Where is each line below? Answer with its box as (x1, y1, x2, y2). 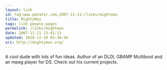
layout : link (5, 7, 33, 12)
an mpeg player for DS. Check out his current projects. (5, 58, 118, 65)
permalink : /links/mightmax (5, 26, 64, 31)
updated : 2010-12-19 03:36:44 (5, 35, 69, 40)
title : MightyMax (5, 16, 42, 21)
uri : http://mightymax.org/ (5, 40, 64, 45)
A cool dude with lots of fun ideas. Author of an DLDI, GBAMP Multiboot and (5, 53, 162, 59)
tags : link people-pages (5, 21, 57, 26)
